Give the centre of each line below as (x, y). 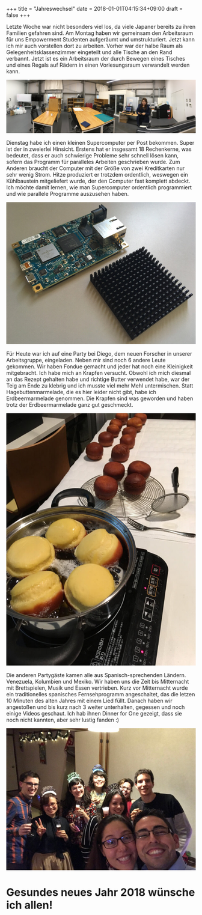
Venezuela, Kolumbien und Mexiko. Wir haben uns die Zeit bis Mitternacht (98, 681)
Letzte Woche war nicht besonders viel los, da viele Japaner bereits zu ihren (101, 27)
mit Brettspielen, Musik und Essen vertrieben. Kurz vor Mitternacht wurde (97, 688)
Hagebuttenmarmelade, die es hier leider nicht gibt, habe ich (81, 392)
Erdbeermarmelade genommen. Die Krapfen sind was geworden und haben (100, 398)
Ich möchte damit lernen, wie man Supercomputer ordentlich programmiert (99, 187)
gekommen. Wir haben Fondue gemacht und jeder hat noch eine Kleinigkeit (100, 366)
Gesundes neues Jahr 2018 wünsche (101, 892)
